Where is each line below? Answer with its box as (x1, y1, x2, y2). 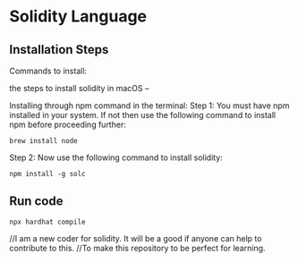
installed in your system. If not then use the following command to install (9, 110, 277, 120)
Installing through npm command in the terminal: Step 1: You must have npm (9, 100, 290, 111)
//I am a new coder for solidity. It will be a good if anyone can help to (9, 232, 262, 243)
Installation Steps (9, 42, 109, 57)
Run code (9, 194, 64, 209)
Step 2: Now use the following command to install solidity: (9, 152, 224, 163)
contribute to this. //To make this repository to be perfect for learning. (9, 242, 266, 253)
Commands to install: (9, 65, 88, 76)
